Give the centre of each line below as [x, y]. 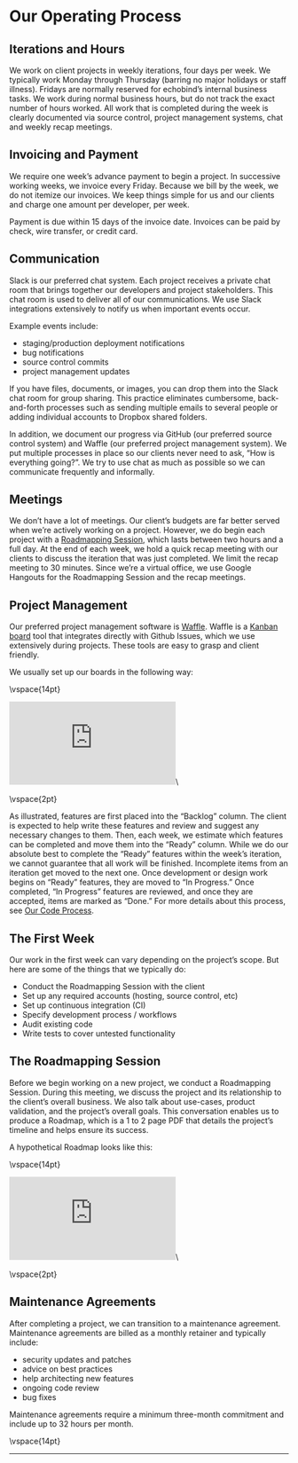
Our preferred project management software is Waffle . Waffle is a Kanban [144, 626]
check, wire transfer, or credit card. [74, 231]
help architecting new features [78, 1378]
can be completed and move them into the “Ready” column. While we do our [149, 845]
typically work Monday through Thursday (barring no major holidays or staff [148, 80]
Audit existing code [57, 1024]
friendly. [24, 655]
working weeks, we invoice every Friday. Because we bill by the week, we [144, 185]
